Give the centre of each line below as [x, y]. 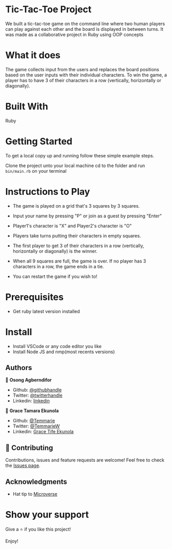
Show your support [47, 515]
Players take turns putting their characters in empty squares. [77, 236]
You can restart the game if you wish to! [55, 276]
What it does [33, 55]
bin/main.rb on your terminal [36, 171]
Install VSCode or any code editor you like [57, 346]
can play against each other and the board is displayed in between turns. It [84, 29]
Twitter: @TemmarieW [36, 426]
